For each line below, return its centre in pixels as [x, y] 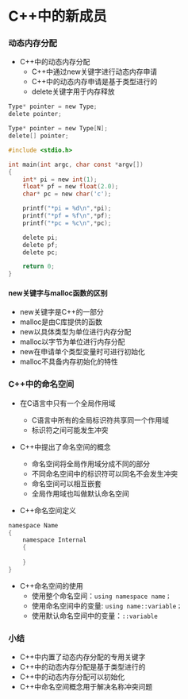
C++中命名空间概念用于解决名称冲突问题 [86, 687]
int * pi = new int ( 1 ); [60, 180]
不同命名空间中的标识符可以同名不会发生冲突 [105, 473]
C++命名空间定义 [48, 510]
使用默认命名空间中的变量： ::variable [95, 616]
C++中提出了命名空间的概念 [65, 446]
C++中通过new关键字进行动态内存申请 [94, 71]
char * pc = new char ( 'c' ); [67, 194]
